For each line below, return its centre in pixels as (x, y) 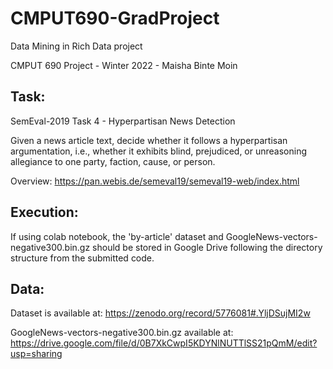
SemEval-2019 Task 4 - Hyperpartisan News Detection (123, 121)
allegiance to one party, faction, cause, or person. (113, 161)
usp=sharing (36, 354)
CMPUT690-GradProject (115, 18)
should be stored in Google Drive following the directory (207, 247)
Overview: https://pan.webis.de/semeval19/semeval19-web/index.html (155, 181)
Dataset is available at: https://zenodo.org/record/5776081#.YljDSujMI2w (160, 313)
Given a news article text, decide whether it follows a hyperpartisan (149, 140)
